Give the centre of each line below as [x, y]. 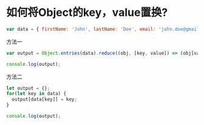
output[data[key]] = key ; [45, 99]
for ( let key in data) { [36, 94]
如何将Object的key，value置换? [87, 12]
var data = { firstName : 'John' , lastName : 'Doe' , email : [81, 29]
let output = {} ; [28, 88]
